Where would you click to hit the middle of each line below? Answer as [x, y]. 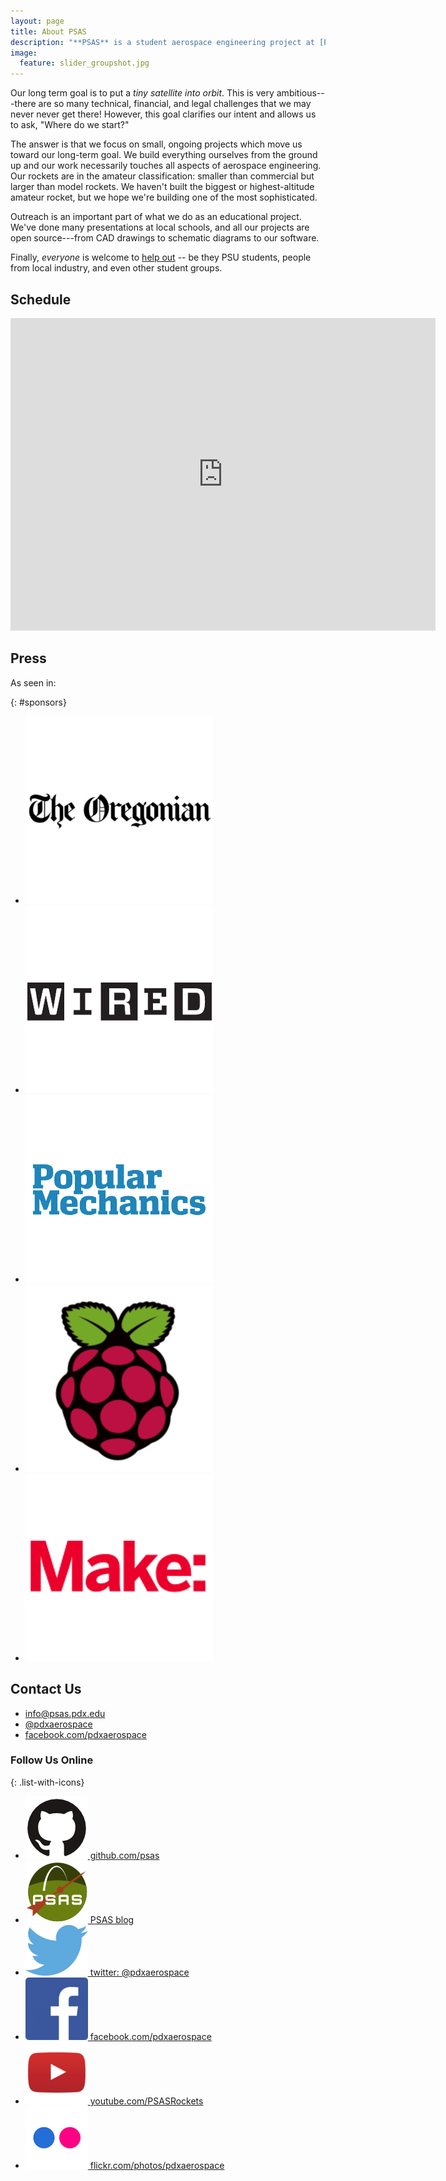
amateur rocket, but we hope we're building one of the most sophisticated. [164, 197]
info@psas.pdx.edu [65, 1713]
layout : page [37, 21]
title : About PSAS [48, 31]
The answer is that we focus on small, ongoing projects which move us [156, 144]
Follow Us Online [52, 1760]
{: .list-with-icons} [47, 1782]
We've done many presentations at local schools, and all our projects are [160, 227]
